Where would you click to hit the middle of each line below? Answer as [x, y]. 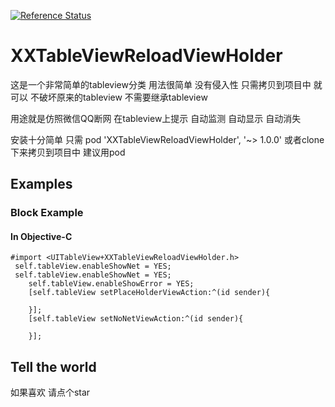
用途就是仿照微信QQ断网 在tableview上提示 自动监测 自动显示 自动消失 [156, 118]
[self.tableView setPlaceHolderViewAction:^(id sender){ [149, 293]
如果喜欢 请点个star [50, 392]
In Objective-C [41, 236]
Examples [41, 184]
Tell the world [53, 366]
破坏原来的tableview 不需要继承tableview [123, 97]
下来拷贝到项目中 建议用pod [68, 152]
